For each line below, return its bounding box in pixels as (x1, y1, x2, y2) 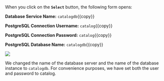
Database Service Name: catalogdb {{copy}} (5, 14, 95, 19)
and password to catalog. (5, 70, 56, 76)
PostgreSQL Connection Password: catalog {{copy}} (5, 32, 112, 38)
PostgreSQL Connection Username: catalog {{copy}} (5, 23, 113, 29)
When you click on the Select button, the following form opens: (5, 4, 133, 10)
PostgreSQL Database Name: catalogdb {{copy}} (5, 42, 103, 48)
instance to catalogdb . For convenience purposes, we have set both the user (5, 65, 159, 71)
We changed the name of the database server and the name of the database (5, 60, 159, 66)
